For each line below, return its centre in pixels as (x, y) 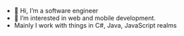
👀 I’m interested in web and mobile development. (85, 18)
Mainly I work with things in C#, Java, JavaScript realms (96, 25)
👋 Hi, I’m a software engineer (56, 11)
